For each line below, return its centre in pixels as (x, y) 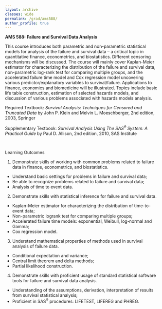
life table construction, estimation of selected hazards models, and (72, 93)
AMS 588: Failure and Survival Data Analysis (51, 37)
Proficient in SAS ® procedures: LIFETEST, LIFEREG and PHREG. (76, 301)
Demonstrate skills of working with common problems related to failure (83, 162)
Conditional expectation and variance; (50, 255)
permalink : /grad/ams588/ (31, 19)
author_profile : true (27, 23)
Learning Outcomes (25, 152)
